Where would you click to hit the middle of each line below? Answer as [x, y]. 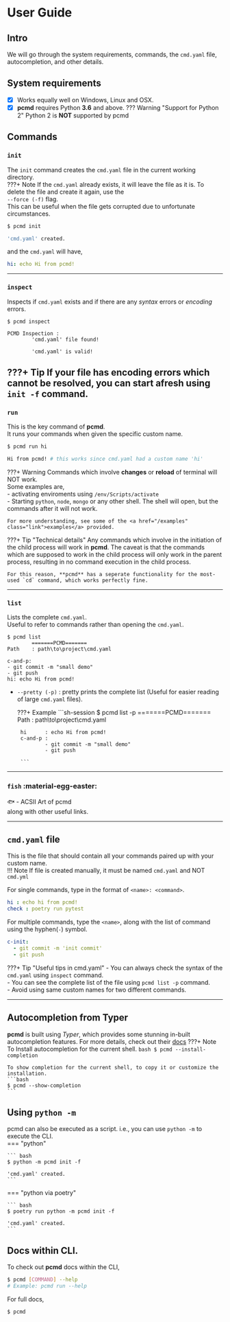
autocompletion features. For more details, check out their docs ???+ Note [112, 1041]
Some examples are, [36, 486]
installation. [27, 1073]
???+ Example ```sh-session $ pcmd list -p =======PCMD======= [114, 713]
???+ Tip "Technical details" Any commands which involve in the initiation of [115, 540]
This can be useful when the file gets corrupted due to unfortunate [101, 206]
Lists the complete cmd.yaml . [47, 617]
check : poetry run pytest [46, 909]
